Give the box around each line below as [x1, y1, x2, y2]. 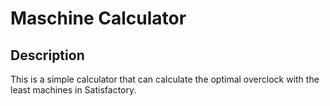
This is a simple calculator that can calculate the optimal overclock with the [10, 73, 320, 85]
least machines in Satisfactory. [10, 84, 137, 96]
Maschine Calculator [10, 7, 187, 30]
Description [10, 47, 85, 64]
